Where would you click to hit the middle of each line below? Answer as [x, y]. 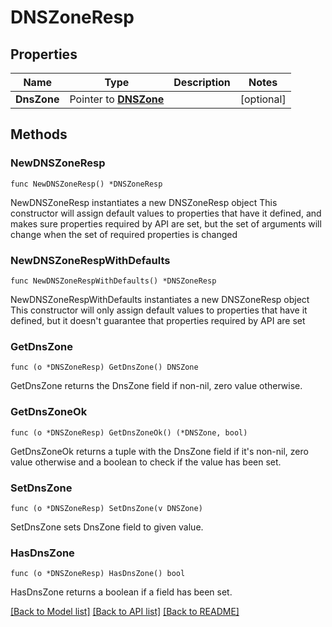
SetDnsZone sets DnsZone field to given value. [107, 527]
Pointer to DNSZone [117, 99]
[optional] [263, 99]
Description [202, 82]
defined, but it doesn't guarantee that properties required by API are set [158, 320]
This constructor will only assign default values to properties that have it [159, 310]
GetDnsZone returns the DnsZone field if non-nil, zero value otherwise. [156, 386]
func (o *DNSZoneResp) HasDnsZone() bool [98, 574]
